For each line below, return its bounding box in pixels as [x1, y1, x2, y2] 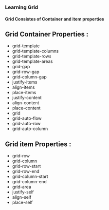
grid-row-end [12, 169, 40, 174]
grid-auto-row [12, 121, 41, 127]
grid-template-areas [12, 58, 53, 64]
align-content [12, 100, 39, 106]
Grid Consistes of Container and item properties [5, 16, 105, 22]
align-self [12, 194, 32, 200]
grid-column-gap [12, 74, 47, 80]
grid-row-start [12, 163, 41, 169]
